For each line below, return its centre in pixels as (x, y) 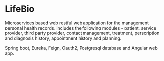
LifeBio (20, 9)
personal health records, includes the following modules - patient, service (81, 28)
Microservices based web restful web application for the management (77, 23)
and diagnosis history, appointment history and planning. (63, 38)
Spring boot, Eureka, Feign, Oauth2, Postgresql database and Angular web (81, 48)
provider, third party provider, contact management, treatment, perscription (82, 33)
